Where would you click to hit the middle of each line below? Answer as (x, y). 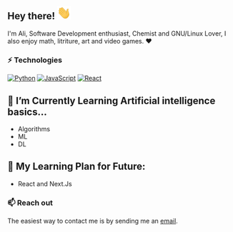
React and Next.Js (45, 183)
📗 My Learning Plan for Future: (76, 167)
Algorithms (34, 128)
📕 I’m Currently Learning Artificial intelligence (111, 100)
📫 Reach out (30, 203)
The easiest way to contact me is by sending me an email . (93, 221)
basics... (28, 112)
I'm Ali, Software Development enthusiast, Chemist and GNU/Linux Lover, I (117, 33)
